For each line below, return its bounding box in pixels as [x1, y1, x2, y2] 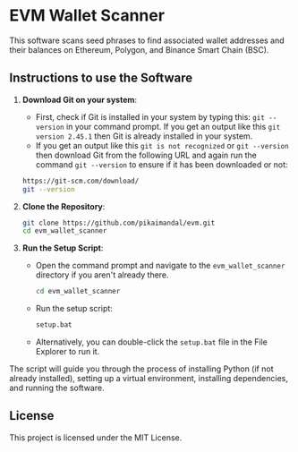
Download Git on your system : [21, 94, 137, 105]
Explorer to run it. [35, 346, 100, 356]
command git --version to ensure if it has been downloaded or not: [35, 158, 288, 170]
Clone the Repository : [21, 200, 106, 211]
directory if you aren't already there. [35, 269, 169, 280]
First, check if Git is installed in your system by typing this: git [35, 111, 266, 122]
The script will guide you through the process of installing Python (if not [9, 363, 274, 374]
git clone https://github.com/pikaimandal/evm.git [21, 218, 216, 227]
